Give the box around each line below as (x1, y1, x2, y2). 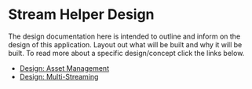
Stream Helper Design (8, 6, 155, 24)
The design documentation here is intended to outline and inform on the (8, 32, 241, 41)
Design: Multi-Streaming (19, 72, 99, 81)
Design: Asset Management (19, 63, 110, 72)
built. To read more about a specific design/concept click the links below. (8, 48, 245, 57)
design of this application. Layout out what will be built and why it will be (8, 39, 243, 49)
